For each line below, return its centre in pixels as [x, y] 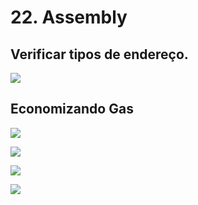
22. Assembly [69, 17]
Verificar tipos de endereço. [99, 54]
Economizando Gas [72, 109]
